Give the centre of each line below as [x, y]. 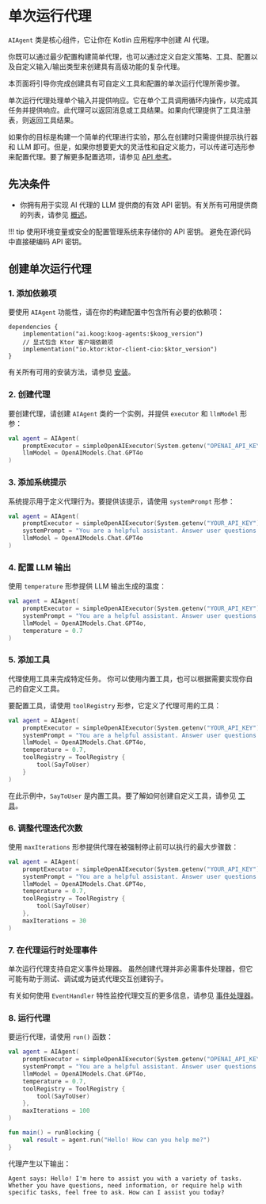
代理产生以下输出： [40, 1164]
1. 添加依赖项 [32, 293]
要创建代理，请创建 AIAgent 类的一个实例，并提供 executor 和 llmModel [123, 413]
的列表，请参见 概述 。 [55, 214]
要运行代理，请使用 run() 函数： [61, 1037]
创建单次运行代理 [50, 269]
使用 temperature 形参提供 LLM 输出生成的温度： [87, 586]
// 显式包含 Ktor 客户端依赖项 [68, 343]
